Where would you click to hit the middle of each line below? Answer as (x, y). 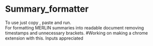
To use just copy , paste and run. (38, 23)
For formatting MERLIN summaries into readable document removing (75, 27)
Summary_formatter (47, 9)
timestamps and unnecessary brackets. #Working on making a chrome (76, 33)
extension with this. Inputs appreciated (44, 38)
